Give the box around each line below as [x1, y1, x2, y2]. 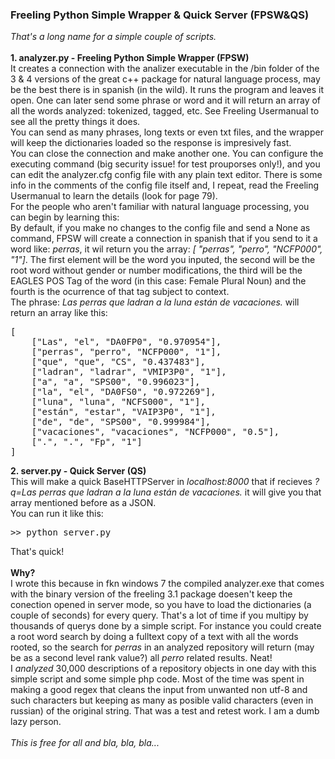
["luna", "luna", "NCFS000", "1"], [31, 396, 206, 408]
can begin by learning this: [10, 211, 120, 223]
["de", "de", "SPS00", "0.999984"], [31, 416, 212, 428]
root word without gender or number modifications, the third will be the [10, 264, 303, 277]
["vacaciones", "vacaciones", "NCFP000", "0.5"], [31, 426, 280, 438]
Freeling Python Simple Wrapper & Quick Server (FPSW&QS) [10, 8, 310, 22]
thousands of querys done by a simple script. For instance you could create [10, 620, 322, 632]
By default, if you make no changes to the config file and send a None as [10, 222, 311, 234]
